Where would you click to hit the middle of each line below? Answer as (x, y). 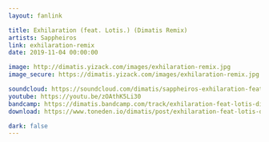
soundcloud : (28, 89)
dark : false (28, 126)
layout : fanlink (35, 16)
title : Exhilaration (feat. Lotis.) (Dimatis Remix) (98, 30)
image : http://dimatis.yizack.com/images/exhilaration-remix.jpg (119, 67)
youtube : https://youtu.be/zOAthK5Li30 (75, 96)
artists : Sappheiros (43, 38)
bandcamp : (25, 104)
